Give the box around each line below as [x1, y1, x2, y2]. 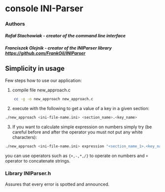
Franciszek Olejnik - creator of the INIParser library [5, 45, 112, 51]
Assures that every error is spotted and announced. [5, 181, 110, 187]
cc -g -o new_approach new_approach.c [14, 96, 93, 101]
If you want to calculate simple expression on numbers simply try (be [12, 124, 152, 130]
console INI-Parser [5, 3, 83, 14]
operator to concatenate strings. [5, 158, 71, 164]
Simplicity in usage [5, 64, 65, 73]
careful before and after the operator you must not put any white [12, 129, 143, 135]
